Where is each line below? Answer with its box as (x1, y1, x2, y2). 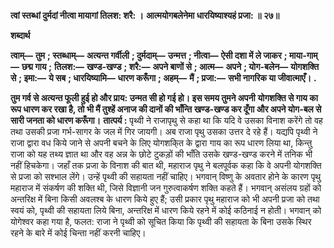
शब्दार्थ (10, 30, 31, 41)
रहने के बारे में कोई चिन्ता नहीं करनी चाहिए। (10, 227, 147, 239)
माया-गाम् (288, 50, 318, 61)
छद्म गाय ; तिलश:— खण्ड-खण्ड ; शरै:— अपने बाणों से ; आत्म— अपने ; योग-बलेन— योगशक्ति (21, 61, 320, 72)
